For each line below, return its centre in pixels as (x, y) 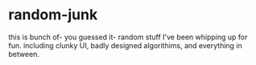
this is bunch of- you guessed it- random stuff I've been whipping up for (128, 37)
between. (24, 54)
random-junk (53, 15)
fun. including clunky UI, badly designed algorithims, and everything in (126, 45)
